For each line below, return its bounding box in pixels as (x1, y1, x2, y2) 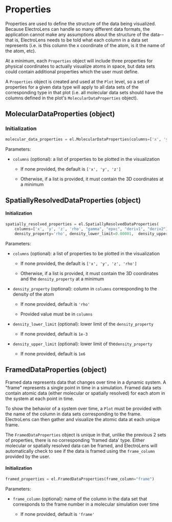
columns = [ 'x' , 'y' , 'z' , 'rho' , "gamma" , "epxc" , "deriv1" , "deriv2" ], (14, 226, 170, 232)
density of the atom (12, 291, 54, 297)
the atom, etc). (5, 48, 36, 54)
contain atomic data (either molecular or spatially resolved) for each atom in (5, 390, 165, 396)
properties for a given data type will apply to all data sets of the (5, 83, 139, 90)
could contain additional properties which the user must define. (5, 68, 139, 75)
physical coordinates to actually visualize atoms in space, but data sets (5, 63, 155, 69)
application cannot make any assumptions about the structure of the (5, 31, 149, 37)
